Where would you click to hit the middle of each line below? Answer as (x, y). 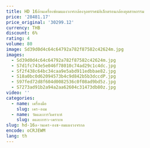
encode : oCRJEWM (26, 131)
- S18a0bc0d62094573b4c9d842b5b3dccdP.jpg (64, 76)
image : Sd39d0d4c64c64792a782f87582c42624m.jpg (65, 50)
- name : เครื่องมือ (29, 103)
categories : (20, 98)
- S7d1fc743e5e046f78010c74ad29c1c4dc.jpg (64, 66)
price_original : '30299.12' (40, 22)
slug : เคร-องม (32, 109)
